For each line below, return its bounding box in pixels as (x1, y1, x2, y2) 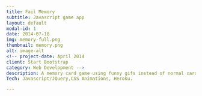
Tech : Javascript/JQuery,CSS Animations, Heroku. (6, 76, 133, 82)
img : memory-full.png (6, 37, 61, 43)
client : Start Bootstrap (6, 59, 69, 65)
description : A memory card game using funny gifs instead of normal (6, 70, 185, 76)
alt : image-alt (6, 48, 44, 54)
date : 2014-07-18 (6, 31, 50, 37)
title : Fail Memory (6, 8, 55, 15)
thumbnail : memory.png (6, 43, 63, 49)
